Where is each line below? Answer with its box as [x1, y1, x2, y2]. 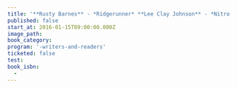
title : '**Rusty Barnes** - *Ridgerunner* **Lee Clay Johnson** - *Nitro [7, 10, 231, 18]
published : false [7, 17, 59, 24]
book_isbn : [7, 63, 40, 70]
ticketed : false [7, 50, 55, 57]
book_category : [7, 37, 53, 44]
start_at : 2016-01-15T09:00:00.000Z [7, 23, 116, 31]
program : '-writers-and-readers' [7, 43, 106, 50]
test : [7, 57, 23, 64]
